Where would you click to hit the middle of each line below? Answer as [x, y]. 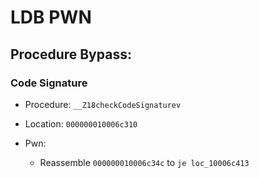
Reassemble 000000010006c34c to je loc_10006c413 [144, 162]
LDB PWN [51, 17]
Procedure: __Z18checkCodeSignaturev [103, 104]
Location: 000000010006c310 [81, 123]
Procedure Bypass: [71, 54]
